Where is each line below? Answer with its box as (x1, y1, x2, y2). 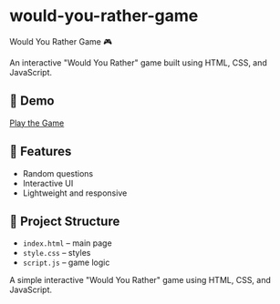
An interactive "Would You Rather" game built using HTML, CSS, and (9, 56, 267, 68)
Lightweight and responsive (22, 187, 128, 198)
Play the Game (9, 117, 65, 128)
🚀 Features (9, 144, 72, 159)
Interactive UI (22, 177, 74, 188)
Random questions (22, 167, 94, 178)
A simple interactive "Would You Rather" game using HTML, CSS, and (9, 275, 272, 286)
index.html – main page (22, 238, 112, 248)
